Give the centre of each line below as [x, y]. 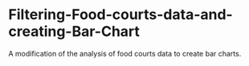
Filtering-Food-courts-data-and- [120, 15]
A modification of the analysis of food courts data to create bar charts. [125, 53]
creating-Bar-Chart [74, 31]
